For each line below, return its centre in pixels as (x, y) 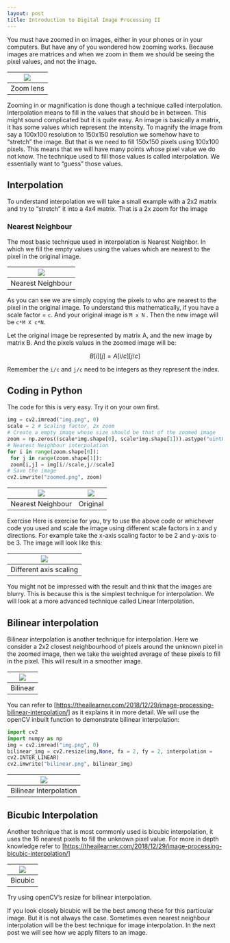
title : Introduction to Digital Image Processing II (84, 20)
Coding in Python (45, 391)
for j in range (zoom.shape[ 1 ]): (56, 458)
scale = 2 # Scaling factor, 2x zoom (61, 427)
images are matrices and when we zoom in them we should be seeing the (111, 54)
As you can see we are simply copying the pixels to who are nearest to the (112, 300)
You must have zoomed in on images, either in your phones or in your (105, 39)
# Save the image (32, 471)
